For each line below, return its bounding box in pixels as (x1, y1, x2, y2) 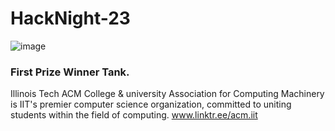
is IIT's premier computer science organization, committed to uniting (10, 98, 292, 111)
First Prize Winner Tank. (10, 65, 130, 79)
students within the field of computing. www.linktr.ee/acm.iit (10, 109, 258, 121)
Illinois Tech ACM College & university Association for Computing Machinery (10, 88, 325, 100)
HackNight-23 (10, 7, 131, 30)
